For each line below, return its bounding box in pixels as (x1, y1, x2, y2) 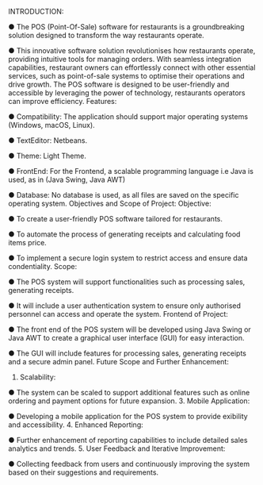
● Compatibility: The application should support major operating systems (8, 112, 248, 121)
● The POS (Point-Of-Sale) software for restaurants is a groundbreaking (8, 22, 245, 31)
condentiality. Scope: (8, 262, 78, 271)
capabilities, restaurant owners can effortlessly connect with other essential (8, 63, 256, 72)
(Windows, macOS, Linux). (8, 121, 95, 129)
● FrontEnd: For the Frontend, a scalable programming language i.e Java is (8, 167, 253, 175)
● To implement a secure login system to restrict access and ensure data (8, 253, 248, 263)
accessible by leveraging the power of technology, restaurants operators (8, 88, 246, 98)
